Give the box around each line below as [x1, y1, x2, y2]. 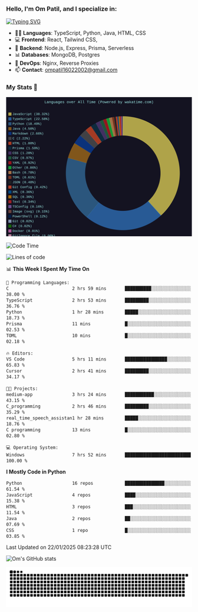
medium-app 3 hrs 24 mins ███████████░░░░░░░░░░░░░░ [6, 391, 192, 398]
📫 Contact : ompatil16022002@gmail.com [14, 67, 118, 74]
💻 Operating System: [6, 444, 59, 451]
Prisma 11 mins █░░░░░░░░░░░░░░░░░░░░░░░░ [6, 320, 192, 327]
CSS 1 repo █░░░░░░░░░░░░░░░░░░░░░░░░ [6, 527, 192, 533]
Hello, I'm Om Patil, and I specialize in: [6, 5, 117, 13]
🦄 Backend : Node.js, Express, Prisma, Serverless [14, 45, 134, 52]
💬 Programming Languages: [6, 279, 70, 286]
